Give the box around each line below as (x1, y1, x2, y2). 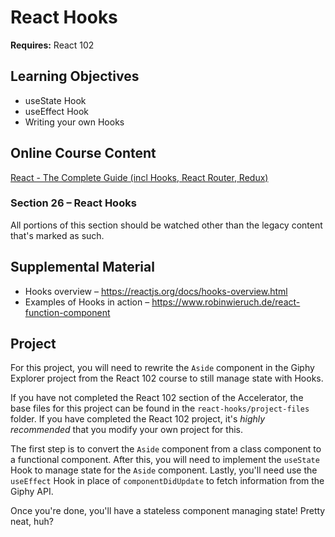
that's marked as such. (10, 229, 105, 241)
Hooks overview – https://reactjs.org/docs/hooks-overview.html (24, 285, 288, 297)
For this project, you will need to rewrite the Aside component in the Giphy (10, 362, 315, 374)
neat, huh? (10, 516, 54, 528)
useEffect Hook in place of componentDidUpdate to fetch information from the (10, 475, 325, 487)
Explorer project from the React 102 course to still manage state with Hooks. (10, 372, 324, 385)
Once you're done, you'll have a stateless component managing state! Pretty (10, 505, 326, 517)
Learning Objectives (10, 68, 140, 85)
